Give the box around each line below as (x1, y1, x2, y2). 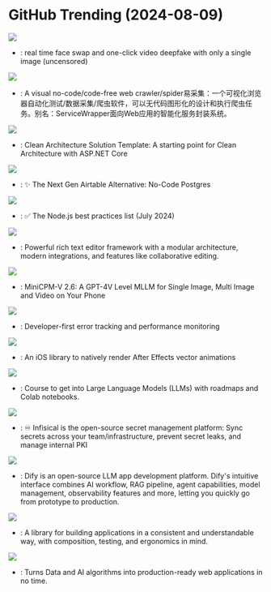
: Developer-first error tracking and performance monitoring (19, 321, 220, 331)
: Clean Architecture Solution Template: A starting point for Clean (19, 139, 237, 149)
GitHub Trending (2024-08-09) (8, 6, 224, 24)
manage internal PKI (19, 440, 88, 449)
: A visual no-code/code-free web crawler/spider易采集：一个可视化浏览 (19, 88, 262, 98)
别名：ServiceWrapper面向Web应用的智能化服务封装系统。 (34, 108, 231, 118)
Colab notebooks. (19, 392, 79, 401)
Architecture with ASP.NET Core (19, 148, 128, 158)
